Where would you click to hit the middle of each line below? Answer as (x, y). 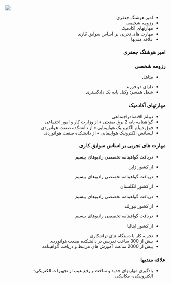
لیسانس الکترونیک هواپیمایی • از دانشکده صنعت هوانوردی (98, 133)
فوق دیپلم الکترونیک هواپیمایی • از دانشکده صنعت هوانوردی (97, 127)
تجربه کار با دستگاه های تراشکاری (121, 235)
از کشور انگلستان (136, 186)
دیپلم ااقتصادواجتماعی (132, 116)
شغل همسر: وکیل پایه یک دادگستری (119, 92)
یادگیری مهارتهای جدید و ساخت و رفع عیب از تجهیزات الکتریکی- (93, 271)
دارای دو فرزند (139, 87)
